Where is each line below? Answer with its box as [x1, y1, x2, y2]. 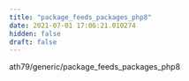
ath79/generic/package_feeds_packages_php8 [9, 62, 181, 72]
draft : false [9, 37, 57, 47]
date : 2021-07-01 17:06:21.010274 [9, 21, 137, 30]
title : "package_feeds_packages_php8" [9, 12, 152, 22]
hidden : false [9, 29, 62, 38]
